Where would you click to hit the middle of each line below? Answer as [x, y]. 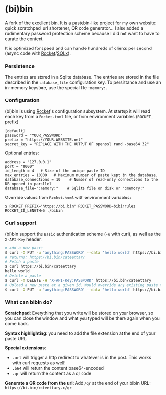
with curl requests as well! [39, 363]
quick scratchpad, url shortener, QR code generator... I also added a [74, 28]
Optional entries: [22, 153]
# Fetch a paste [22, 262]
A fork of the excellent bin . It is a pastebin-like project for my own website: [81, 23]
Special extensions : [26, 348]
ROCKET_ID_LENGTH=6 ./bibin [34, 211]
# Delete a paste [23, 276]
